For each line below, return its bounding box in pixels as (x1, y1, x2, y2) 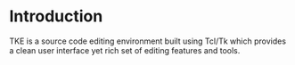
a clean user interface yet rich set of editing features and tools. (9, 45, 241, 55)
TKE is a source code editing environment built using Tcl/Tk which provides (9, 36, 287, 46)
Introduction (9, 6, 103, 27)
